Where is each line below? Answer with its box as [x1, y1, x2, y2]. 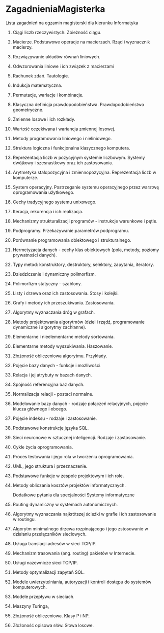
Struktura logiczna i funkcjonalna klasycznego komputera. [12, 145, 131, 151]
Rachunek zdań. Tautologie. [12, 73, 69, 78]
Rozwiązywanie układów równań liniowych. [12, 53, 101, 60]
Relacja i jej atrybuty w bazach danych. [12, 372, 92, 378]
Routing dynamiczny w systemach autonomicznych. [12, 501, 118, 507]
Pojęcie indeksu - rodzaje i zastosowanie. [12, 415, 97, 421]
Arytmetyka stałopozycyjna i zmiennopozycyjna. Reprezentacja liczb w [12, 169, 157, 175]
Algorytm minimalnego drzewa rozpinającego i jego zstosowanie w [12, 525, 149, 531]
